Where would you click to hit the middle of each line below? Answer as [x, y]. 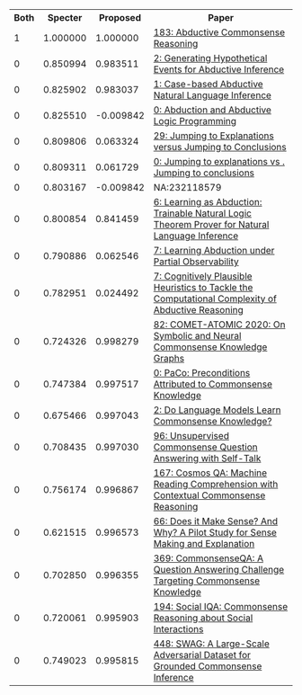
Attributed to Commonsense [213, 384]
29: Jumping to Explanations [213, 136]
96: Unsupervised [191, 436]
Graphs [169, 358]
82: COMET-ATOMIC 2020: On [219, 325]
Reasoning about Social [203, 618]
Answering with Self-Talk [207, 458]
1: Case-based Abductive [208, 84]
